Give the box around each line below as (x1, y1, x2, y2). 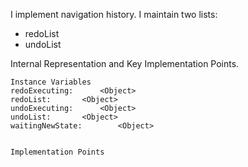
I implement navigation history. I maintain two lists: (10, 9, 218, 20)
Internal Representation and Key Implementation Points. (10, 58, 240, 69)
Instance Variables (10, 77, 92, 87)
